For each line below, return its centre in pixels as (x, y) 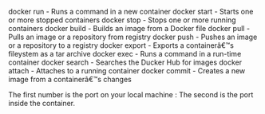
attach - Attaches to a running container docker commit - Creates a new (127, 71)
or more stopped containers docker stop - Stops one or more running (123, 20)
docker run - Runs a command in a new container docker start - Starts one (131, 12)
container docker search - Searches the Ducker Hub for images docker (125, 62)
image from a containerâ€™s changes (70, 79)
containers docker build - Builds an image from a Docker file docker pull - (129, 28)
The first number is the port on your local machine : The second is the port (131, 94)
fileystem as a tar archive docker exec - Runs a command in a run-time (125, 54)
